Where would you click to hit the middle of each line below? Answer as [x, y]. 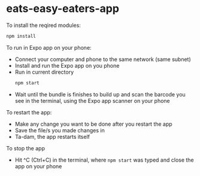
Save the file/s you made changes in [60, 130]
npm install [21, 36]
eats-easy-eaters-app [63, 9]
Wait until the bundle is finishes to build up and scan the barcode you [100, 94]
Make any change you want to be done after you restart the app [93, 124]
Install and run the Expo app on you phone [67, 65]
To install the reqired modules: [43, 25]
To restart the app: [29, 112]
